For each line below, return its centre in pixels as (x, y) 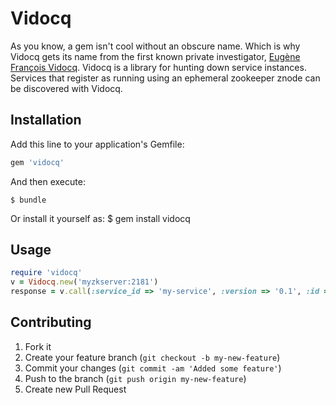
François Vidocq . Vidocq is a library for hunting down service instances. (158, 67)
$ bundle (28, 200)
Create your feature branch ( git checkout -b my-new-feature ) (152, 357)
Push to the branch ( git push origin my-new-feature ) (135, 378)
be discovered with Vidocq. (66, 88)
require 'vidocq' (46, 273)
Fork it (38, 346)
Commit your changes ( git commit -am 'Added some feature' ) (153, 368)
